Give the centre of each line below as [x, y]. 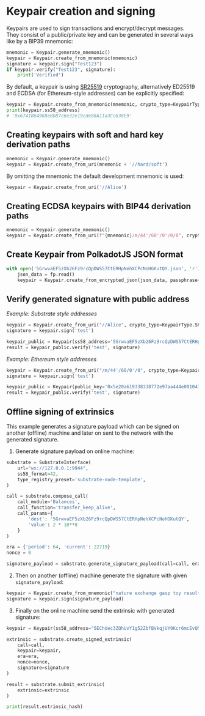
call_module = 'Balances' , [49, 502]
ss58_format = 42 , [38, 474]
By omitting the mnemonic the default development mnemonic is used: [95, 176]
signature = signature [43, 668]
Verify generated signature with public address [98, 299]
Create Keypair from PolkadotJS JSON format [95, 255]
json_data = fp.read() [46, 274]
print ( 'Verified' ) [41, 75]
